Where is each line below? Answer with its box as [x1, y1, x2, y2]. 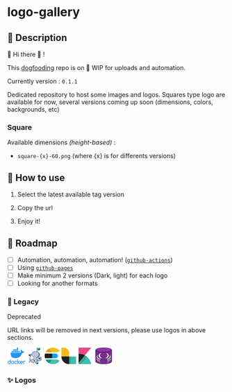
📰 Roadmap [7, 237, 58, 249]
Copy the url [17, 204, 53, 212]
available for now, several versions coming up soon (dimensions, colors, [7, 98, 213, 106]
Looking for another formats [17, 279, 99, 288]
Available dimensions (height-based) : [7, 138, 116, 146]
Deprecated [7, 313, 42, 321]
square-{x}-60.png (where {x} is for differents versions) [17, 152, 176, 160]
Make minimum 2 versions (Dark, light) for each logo [17, 271, 168, 280]
